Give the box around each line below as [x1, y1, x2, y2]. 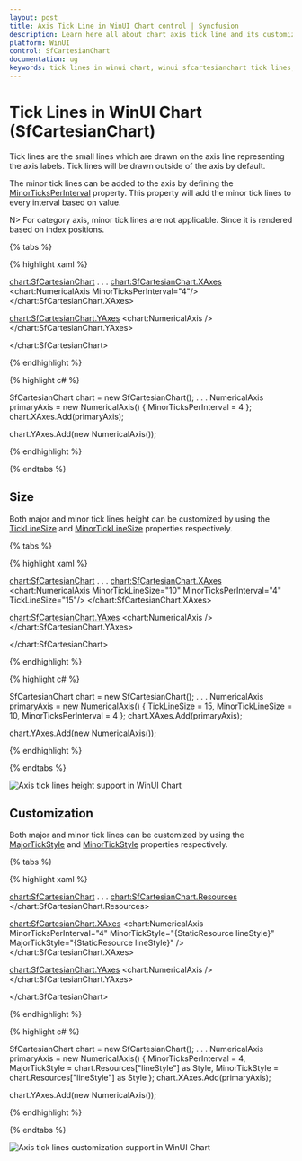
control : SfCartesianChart [9, 47, 111, 56]
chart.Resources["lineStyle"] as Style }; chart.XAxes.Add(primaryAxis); [9, 1072, 271, 1084]
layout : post [9, 13, 58, 22]
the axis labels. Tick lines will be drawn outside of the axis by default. [9, 160, 266, 171]
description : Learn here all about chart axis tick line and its [9, 30, 259, 39]
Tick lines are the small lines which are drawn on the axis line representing [9, 150, 285, 162]
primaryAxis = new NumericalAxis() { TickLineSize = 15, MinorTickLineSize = [9, 701, 293, 711]
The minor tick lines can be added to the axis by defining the [9, 177, 234, 189]
